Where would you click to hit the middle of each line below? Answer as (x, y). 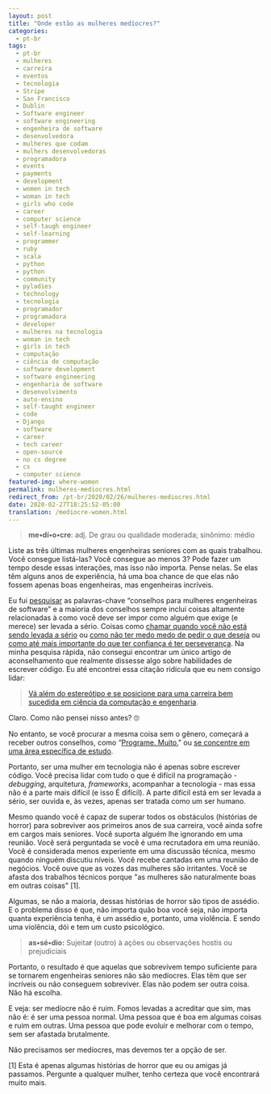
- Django (30, 422)
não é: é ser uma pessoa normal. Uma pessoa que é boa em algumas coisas (135, 1017)
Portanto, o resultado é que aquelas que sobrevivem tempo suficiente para (133, 967)
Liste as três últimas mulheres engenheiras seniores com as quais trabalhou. (135, 551)
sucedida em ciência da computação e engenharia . (113, 702)
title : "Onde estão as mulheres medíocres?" (84, 23)
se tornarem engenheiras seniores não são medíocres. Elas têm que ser (128, 976)
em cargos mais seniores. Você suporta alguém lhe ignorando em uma (126, 834)
